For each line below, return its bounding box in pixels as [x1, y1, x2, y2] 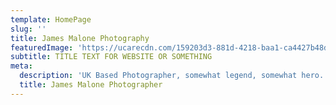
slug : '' [10, 24, 47, 34]
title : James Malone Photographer [19, 80, 163, 90]
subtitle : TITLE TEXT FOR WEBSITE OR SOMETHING [10, 52, 213, 62]
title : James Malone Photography [10, 33, 150, 43]
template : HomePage [10, 14, 92, 25]
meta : [10, 61, 33, 71]
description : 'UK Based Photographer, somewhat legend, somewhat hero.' [19, 71, 329, 81]
